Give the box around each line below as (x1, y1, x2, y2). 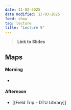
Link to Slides (17, 39, 46, 44)
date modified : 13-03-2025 (5, 12, 60, 17)
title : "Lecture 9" (5, 25, 45, 30)
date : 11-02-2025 (5, 7, 41, 12)
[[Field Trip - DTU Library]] (12, 99, 67, 105)
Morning (5, 66, 23, 72)
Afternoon (5, 88, 27, 94)
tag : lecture (5, 21, 32, 26)
